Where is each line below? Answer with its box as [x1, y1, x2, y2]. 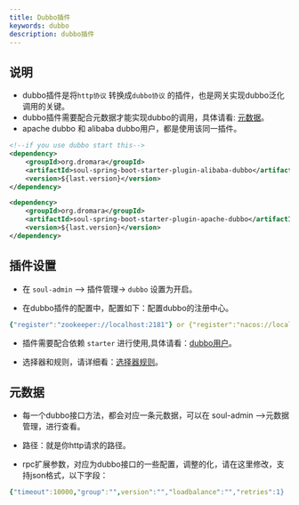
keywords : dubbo [9, 21, 69, 30]
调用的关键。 [21, 101, 69, 112]
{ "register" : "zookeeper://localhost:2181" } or [9, 320, 185, 329]
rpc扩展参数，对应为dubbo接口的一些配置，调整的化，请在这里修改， [21, 459, 278, 469]
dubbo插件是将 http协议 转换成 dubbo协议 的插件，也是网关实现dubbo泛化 [21, 90, 285, 100]
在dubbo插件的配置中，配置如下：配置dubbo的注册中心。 [21, 302, 234, 313]
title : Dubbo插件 [9, 12, 71, 22]
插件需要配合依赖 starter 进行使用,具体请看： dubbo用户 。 [21, 337, 238, 348]
